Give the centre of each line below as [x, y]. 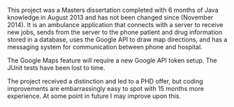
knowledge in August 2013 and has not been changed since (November [110, 17]
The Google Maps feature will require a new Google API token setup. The [112, 60]
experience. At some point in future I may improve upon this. [94, 96]
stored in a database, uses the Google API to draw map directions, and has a [117, 40]
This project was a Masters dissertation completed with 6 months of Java [113, 10]
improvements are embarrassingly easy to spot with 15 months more [106, 89]
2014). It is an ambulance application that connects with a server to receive [115, 25]
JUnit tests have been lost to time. [56, 68]
